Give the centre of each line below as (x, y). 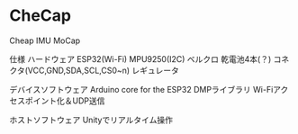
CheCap (41, 16)
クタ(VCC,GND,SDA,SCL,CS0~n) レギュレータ (95, 70)
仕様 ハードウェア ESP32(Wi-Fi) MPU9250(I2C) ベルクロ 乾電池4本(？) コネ (149, 58)
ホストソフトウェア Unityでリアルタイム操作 (91, 120)
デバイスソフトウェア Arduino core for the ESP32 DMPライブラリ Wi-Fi (141, 89)
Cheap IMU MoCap (45, 40)
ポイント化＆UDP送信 (65, 101)
